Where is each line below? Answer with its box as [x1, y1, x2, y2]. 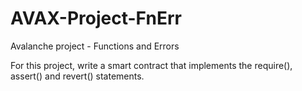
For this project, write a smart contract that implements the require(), [10, 59, 293, 71]
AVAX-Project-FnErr [10, 7, 182, 30]
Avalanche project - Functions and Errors [10, 40, 180, 52]
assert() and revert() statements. [10, 70, 145, 82]
